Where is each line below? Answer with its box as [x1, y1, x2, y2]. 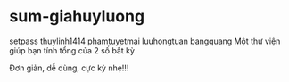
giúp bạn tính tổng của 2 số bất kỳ [9, 45, 136, 55]
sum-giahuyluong [9, 6, 145, 27]
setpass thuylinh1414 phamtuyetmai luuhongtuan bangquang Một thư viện [9, 36, 281, 46]
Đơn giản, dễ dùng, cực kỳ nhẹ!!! [9, 62, 129, 73]
